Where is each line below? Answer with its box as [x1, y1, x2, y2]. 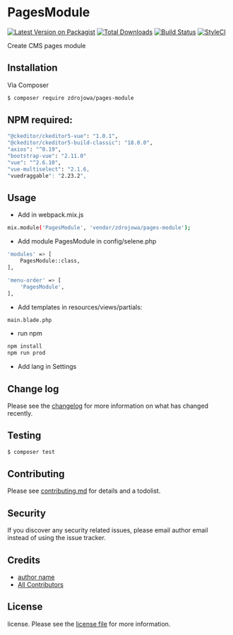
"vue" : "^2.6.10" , [7, 159, 61, 166]
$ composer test [7, 448, 55, 455]
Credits [7, 554, 41, 566]
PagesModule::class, [20, 258, 80, 265]
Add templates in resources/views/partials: [17, 302, 143, 311]
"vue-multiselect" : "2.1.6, [7, 166, 90, 173]
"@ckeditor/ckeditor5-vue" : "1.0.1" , [7, 132, 119, 140]
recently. [7, 408, 33, 418]
